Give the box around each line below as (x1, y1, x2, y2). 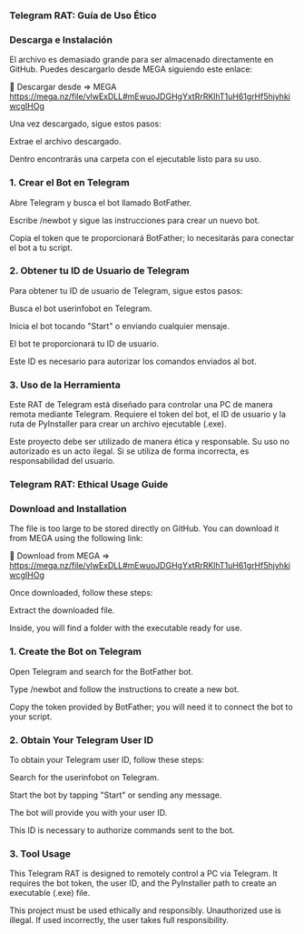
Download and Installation (9, 502, 127, 515)
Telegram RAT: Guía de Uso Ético (9, 9, 157, 22)
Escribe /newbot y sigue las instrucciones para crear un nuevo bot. (9, 215, 260, 226)
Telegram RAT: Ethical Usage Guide (9, 478, 169, 491)
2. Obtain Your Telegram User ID (9, 733, 154, 746)
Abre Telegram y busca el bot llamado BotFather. (9, 196, 192, 208)
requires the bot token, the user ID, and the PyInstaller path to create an (9, 878, 277, 889)
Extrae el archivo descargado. (9, 136, 122, 147)
